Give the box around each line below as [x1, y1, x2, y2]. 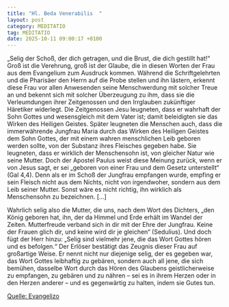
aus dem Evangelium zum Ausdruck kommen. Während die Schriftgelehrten [7, 69, 221, 77]
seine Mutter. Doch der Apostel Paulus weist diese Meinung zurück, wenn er [7, 156, 222, 164]
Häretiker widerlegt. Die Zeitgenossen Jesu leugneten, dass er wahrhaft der [7, 106, 221, 114]
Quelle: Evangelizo [7, 292, 59, 300]
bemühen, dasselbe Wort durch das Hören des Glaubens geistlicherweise [7, 265, 215, 273]
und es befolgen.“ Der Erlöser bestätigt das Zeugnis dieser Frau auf [7, 243, 198, 251]
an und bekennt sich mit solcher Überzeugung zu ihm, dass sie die [7, 90, 195, 99]
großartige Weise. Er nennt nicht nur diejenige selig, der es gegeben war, [7, 249, 213, 258]
